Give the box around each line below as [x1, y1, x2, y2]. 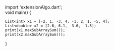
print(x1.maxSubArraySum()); [5, 28, 65, 33]
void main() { [5, 9, 31, 15]
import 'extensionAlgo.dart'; [5, 4, 62, 10]
